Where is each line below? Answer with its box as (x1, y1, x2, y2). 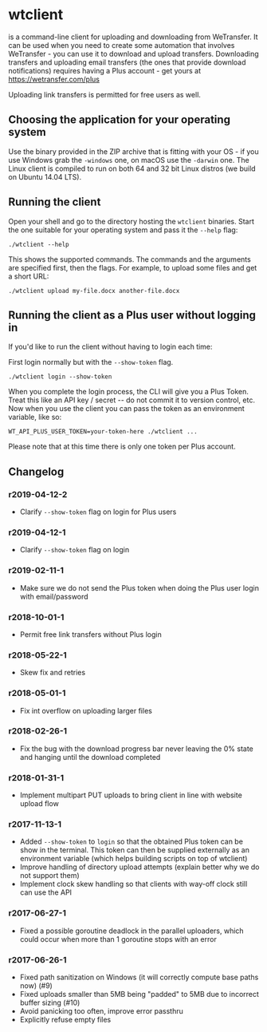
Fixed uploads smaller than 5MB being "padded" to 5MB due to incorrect (19, 990, 259, 999)
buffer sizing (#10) (19, 998, 80, 1007)
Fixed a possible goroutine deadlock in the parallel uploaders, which (19, 926, 245, 935)
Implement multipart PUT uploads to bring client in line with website (19, 790, 243, 800)
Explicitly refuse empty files (19, 1015, 112, 1025)
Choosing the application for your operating (8, 113, 231, 127)
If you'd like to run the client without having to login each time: (8, 342, 213, 352)
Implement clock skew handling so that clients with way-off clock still (19, 880, 248, 889)
